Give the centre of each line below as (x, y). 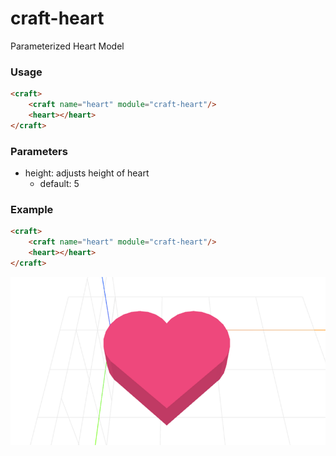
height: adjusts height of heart (87, 173)
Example (32, 209)
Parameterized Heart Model (67, 46)
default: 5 (59, 184)
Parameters (39, 151)
